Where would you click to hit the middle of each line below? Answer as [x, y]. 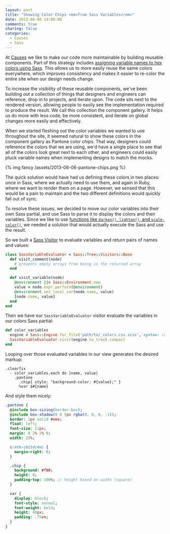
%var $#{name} [34, 386]
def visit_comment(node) [36, 259]
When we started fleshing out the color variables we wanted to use [75, 131]
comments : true [21, 24]
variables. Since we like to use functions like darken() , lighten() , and [78, 219]
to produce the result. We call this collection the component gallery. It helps [84, 110]
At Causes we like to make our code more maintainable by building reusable [84, 57]
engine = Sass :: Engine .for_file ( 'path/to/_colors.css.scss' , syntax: [84, 335]
